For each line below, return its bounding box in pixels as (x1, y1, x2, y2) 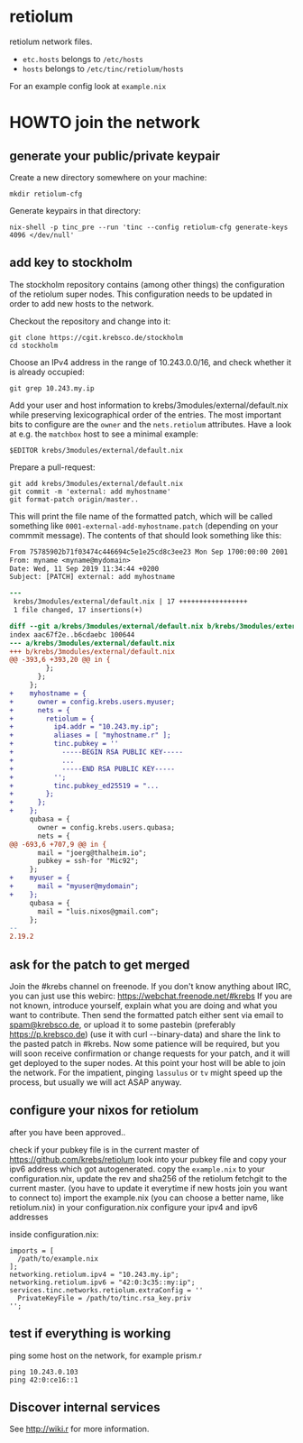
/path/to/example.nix (17, 1254, 99, 1264)
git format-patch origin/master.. (9, 494, 140, 504)
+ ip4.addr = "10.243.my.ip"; (9, 722, 160, 731)
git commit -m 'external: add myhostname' (9, 487, 171, 496)
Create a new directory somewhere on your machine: (9, 171, 207, 182)
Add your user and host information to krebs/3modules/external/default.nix (9, 400, 289, 410)
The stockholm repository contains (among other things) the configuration (9, 279, 286, 290)
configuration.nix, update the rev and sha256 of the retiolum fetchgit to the (9, 1172, 288, 1183)
